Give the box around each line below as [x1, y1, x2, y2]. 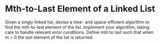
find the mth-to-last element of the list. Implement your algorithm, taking [5, 24, 149, 30]
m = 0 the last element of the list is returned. [5, 34, 94, 40]
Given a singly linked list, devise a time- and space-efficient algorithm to [5, 19, 149, 25]
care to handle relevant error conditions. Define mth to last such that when [5, 29, 154, 35]
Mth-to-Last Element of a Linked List [5, 3, 155, 14]
